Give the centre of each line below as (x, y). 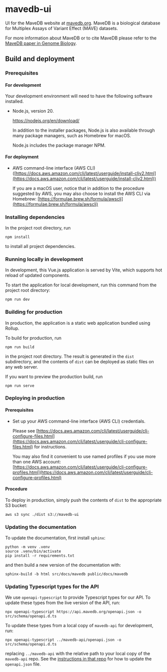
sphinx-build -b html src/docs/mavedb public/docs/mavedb (67, 574)
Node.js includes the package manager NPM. (59, 145)
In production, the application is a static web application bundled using (78, 323)
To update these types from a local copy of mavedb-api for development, (79, 626)
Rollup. (12, 328)
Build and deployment (40, 59)
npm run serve (20, 386)
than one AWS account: (37, 461)
